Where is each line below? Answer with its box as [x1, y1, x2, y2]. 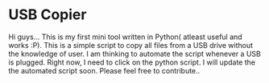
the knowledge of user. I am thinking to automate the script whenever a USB [8, 49, 262, 58]
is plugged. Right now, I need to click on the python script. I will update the [8, 57, 256, 67]
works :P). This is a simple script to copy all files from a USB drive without [8, 40, 254, 49]
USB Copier [8, 6, 87, 24]
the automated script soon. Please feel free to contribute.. [8, 65, 201, 75]
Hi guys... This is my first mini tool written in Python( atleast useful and [8, 32, 243, 41]
